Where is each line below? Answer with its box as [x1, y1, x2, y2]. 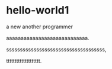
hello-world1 [6, 4, 69, 17]
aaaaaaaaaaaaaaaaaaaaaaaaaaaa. [6, 34, 90, 41]
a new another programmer [6, 23, 73, 30]
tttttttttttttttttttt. [6, 57, 42, 64]
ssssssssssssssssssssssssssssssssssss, [6, 45, 107, 53]
